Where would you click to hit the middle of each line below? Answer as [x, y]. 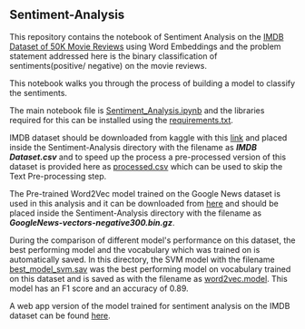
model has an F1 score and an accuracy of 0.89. [99, 288]
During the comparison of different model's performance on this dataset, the [152, 240]
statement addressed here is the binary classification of [113, 56]
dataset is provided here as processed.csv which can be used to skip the [146, 166]
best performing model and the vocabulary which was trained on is [135, 249]
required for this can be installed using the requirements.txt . [122, 120]
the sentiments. [39, 92]
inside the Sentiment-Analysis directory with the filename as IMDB [133, 147]
